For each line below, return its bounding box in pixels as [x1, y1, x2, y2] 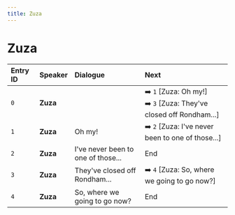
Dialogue [74, 70, 105, 80]
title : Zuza [7, 10, 42, 17]
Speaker [39, 70, 68, 80]
